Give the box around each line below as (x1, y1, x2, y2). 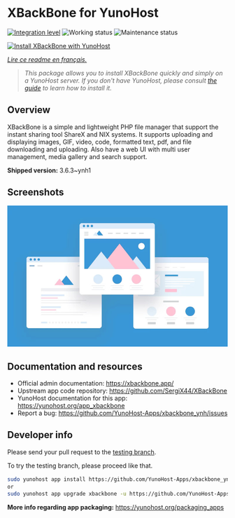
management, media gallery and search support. (7, 152, 148, 161)
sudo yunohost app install (7, 475, 86, 483)
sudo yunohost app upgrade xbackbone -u (7, 491, 127, 498)
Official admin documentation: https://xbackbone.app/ (17, 379, 174, 387)
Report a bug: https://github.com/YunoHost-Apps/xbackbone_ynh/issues (17, 409, 228, 417)
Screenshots (7, 186, 64, 198)
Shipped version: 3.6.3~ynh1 (7, 166, 91, 175)
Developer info (7, 429, 73, 441)
